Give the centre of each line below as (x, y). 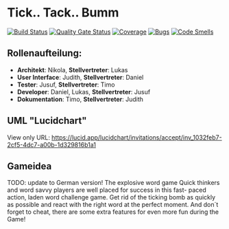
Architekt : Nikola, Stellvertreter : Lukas (72, 69)
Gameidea (29, 166)
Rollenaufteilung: (45, 53)
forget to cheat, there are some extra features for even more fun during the (113, 212)
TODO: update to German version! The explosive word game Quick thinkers (113, 183)
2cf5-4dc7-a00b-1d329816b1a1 (51, 144)
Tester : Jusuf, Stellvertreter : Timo (66, 85)
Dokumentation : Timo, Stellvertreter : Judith (80, 99)
